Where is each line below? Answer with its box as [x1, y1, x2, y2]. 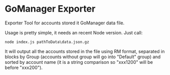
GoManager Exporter [5, 3, 96, 15]
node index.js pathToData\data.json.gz [5, 39, 90, 45]
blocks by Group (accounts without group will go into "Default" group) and [5, 54, 161, 60]
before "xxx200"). [5, 64, 43, 70]
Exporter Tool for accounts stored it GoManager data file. [5, 20, 125, 26]
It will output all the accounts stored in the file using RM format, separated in [5, 48, 165, 54]
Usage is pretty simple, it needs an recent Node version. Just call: [5, 29, 143, 35]
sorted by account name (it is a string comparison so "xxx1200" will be [5, 59, 153, 65]
